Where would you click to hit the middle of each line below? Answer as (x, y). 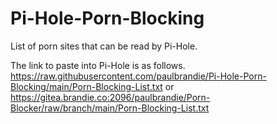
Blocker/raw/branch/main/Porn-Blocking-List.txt (110, 108)
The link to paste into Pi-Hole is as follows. (98, 65)
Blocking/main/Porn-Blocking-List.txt (86, 86)
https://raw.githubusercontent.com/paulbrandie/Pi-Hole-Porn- (138, 76)
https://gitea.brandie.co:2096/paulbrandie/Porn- (110, 97)
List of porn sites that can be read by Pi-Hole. (104, 46)
